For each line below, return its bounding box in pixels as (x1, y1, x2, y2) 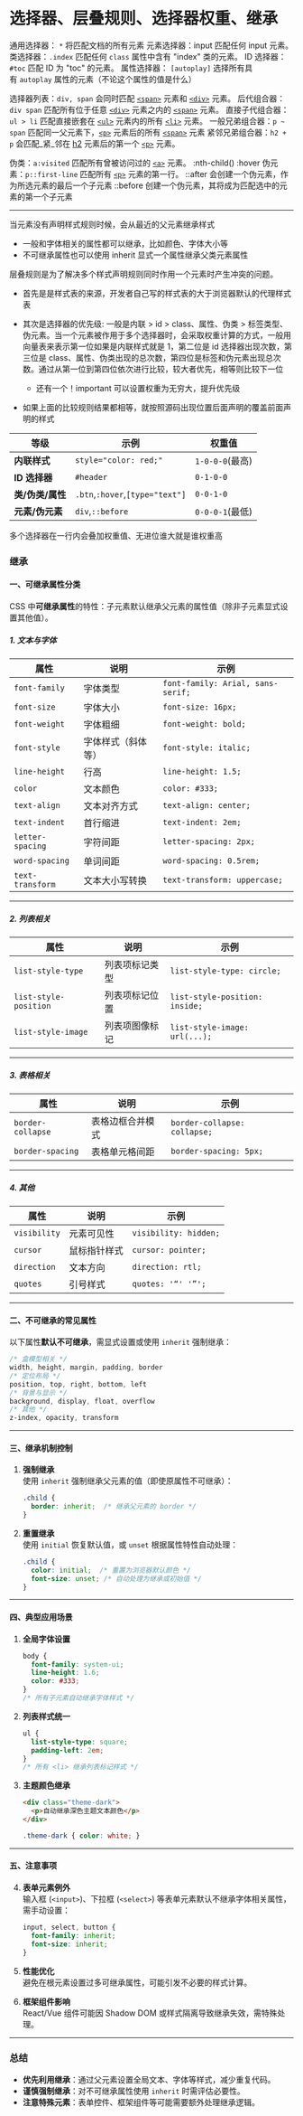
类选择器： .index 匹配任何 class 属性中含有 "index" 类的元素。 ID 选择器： (9, 51, 287, 61)
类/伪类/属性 (14, 488, 67, 501)
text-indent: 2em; (162, 817, 242, 828)
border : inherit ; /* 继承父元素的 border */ (31, 1502, 197, 1511)
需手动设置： (22, 1904, 70, 1915)
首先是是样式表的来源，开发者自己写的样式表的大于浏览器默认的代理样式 (22, 287, 291, 298)
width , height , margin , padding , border (9, 1363, 164, 1372)
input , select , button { (22, 1923, 116, 1932)
